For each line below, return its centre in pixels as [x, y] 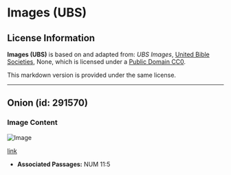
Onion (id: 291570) [47, 103]
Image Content [33, 123]
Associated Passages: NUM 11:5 [64, 164]
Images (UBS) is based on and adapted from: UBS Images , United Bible [108, 54]
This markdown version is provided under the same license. [92, 75]
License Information [51, 38]
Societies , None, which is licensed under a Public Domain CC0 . [97, 62]
